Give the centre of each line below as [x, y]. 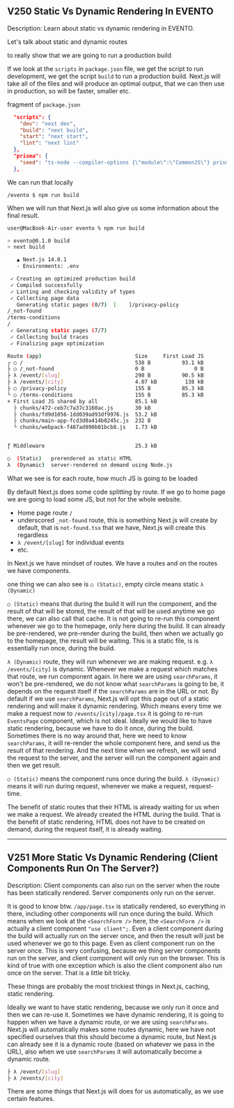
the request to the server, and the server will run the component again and [114, 758]
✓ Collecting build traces [49, 337]
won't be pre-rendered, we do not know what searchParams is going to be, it [116, 684]
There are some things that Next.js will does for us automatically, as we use [116, 1091]
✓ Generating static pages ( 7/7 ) [59, 331]
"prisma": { [31, 156]
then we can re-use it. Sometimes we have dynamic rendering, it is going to [116, 1014]
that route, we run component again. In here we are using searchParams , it [112, 676]
